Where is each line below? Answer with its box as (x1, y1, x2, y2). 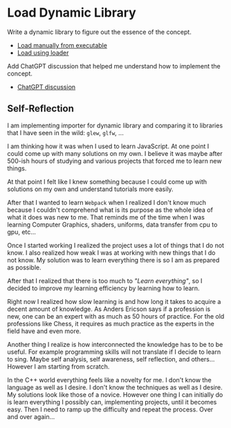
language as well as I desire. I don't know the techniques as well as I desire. (7, 383, 223, 391)
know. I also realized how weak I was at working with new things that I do (7, 248, 216, 257)
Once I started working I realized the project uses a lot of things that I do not (7, 241, 225, 249)
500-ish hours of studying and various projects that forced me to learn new (7, 157, 222, 165)
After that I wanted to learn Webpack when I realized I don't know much (7, 198, 206, 206)
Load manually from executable (17, 41, 107, 49)
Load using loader (17, 48, 69, 57)
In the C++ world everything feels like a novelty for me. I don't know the (7, 375, 212, 384)
